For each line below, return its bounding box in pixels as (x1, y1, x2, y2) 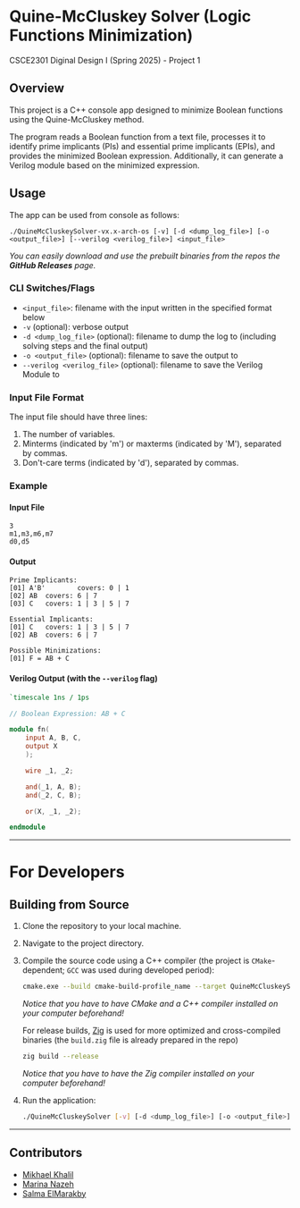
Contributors (9, 1145, 83, 1161)
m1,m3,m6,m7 (9, 529, 54, 538)
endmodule (9, 823, 46, 832)
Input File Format (9, 391, 85, 403)
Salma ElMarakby (21, 1187, 87, 1199)
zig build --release (21, 1052, 99, 1061)
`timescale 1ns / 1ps (9, 693, 90, 702)
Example (9, 480, 48, 493)
